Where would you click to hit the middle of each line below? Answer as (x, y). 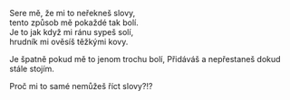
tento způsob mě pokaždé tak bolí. (74, 23)
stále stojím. (32, 68)
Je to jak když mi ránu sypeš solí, (72, 32)
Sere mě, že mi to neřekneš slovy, (72, 13)
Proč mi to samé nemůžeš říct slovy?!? (81, 86)
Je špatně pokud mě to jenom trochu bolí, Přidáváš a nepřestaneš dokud (145, 59)
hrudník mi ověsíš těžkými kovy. (69, 41)
